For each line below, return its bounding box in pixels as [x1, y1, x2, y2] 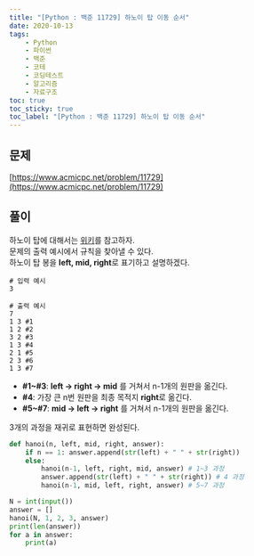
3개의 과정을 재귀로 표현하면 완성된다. [9, 421, 140, 432]
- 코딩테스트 [25, 71, 64, 80]
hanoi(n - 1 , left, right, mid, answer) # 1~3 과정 [41, 464, 225, 473]
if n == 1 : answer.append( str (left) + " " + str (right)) [25, 447, 241, 457]
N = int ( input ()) [9, 497, 74, 506]
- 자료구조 [25, 87, 58, 96]
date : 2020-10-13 [9, 21, 74, 30]
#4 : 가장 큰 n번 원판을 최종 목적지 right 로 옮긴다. [21, 391, 193, 402]
